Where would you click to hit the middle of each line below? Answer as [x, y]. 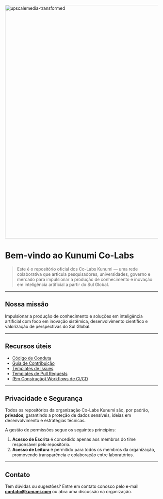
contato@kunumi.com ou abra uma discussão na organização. [69, 492]
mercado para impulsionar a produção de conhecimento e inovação [85, 279]
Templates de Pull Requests [40, 374]
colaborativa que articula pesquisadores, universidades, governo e [83, 274]
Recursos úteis [28, 347]
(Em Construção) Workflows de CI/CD [50, 378]
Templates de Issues [33, 368]
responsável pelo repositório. [41, 445]
